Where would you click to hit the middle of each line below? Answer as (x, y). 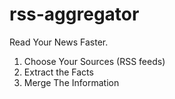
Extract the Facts (58, 72)
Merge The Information (71, 82)
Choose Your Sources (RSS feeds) (94, 61)
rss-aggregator (74, 14)
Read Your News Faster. (59, 42)
